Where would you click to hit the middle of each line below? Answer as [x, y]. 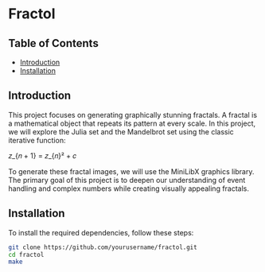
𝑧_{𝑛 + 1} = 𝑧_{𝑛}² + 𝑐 [43, 155]
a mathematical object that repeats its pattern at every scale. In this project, [132, 123]
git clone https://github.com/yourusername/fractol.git [103, 247]
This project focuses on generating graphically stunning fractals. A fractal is [132, 115]
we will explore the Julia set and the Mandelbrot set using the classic [121, 131]
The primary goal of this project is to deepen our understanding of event [127, 180]
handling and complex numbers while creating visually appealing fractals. [129, 188]
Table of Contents [54, 43]
